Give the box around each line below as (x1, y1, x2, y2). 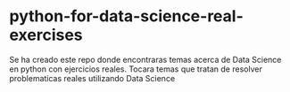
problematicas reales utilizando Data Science (9, 73, 176, 83)
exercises (9, 25, 83, 45)
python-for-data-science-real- (9, 6, 244, 27)
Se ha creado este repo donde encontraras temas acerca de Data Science (9, 54, 282, 65)
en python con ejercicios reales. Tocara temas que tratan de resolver (9, 64, 263, 74)
